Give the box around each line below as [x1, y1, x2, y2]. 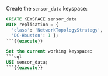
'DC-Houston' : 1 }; [11, 32, 59, 39]
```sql [6, 54, 22, 60]
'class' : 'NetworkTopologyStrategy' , [11, 27, 103, 33]
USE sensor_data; [6, 60, 48, 65]
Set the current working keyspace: [6, 49, 93, 54]
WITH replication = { [6, 22, 59, 27]
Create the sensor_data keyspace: [6, 5, 88, 12]
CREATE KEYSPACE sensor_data [6, 16, 77, 22]
